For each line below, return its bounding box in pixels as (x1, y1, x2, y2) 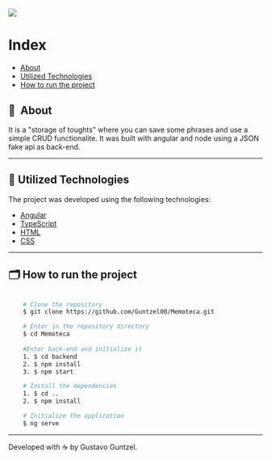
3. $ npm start (23, 368, 74, 376)
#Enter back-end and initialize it (23, 344, 143, 353)
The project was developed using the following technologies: (8, 194, 211, 204)
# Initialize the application (23, 412, 125, 420)
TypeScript (19, 218, 57, 228)
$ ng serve (23, 419, 60, 428)
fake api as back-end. (8, 141, 81, 151)
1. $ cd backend (23, 352, 78, 361)
